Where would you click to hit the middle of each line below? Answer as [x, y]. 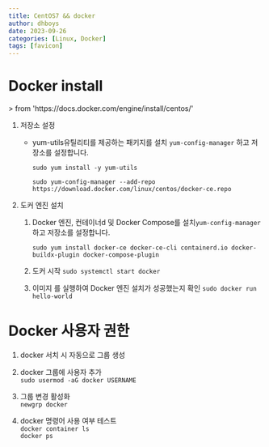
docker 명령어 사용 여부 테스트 [68, 421]
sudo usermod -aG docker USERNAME [78, 381]
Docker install [56, 86]
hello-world [52, 296]
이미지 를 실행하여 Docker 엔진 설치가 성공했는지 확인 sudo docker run [144, 288]
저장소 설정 [38, 126]
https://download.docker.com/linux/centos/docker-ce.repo [132, 189]
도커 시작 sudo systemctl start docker [96, 271]
